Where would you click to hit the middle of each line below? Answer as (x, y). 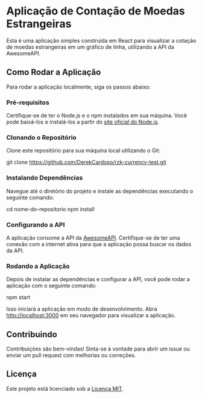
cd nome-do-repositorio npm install (50, 209)
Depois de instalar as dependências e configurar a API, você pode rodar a (98, 279)
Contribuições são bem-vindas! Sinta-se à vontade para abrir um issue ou (98, 349)
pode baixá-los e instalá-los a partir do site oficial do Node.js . (83, 122)
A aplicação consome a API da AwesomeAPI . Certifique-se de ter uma (93, 238)
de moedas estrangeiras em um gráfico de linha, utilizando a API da (90, 47)
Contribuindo (32, 334)
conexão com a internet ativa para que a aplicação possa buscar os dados (99, 244)
